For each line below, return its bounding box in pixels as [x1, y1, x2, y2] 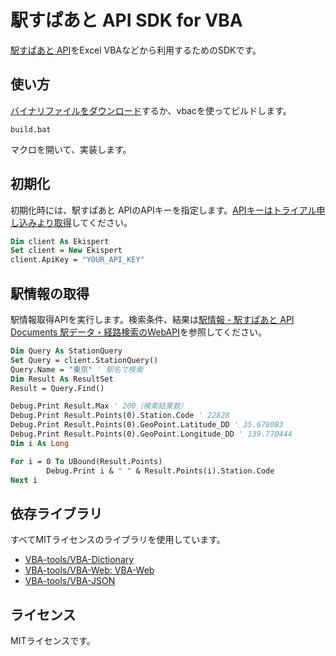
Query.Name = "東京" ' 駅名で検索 [10, 364, 144, 375]
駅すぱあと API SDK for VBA [10, 9, 243, 32]
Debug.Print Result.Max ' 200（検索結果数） [10, 401, 188, 411]
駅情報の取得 [10, 285, 90, 302]
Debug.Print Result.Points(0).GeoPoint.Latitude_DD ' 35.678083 [10, 420, 284, 430]
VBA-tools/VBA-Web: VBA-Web [24, 564, 155, 576]
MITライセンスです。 [10, 635, 96, 646]
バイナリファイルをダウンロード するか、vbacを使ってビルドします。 [10, 104, 292, 116]
